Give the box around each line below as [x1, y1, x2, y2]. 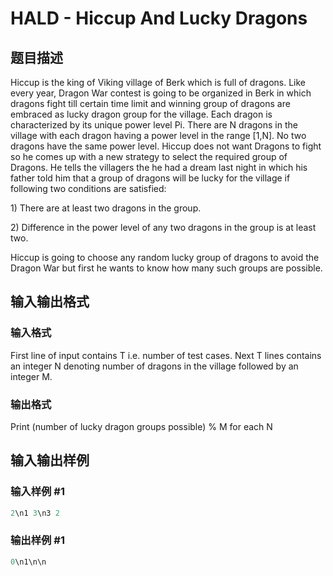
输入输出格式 [10, 293, 90, 311]
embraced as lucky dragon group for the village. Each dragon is [10, 108, 273, 120]
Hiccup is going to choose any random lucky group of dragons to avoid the [10, 252, 320, 263]
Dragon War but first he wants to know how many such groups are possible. [10, 262, 323, 274]
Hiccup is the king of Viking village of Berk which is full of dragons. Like [10, 77, 306, 88]
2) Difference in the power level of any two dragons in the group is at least [10, 222, 317, 233]
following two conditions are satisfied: [10, 183, 167, 194]
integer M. [10, 370, 53, 382]
